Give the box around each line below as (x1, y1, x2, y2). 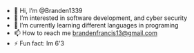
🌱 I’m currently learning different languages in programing (13, 21, 179, 29)
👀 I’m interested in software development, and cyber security (13, 14, 188, 22)
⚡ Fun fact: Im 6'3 (13, 39, 64, 47)
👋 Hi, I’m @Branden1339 (13, 7, 83, 14)
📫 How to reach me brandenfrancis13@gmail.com (13, 29, 157, 37)
